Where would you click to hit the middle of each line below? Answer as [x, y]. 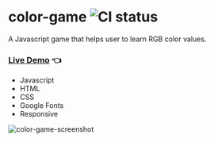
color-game [48, 17]
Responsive [38, 114]
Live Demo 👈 [35, 59]
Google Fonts [42, 106]
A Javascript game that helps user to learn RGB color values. [107, 39]
